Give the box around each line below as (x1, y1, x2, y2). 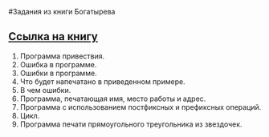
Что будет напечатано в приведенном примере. (19, 76, 186, 87)
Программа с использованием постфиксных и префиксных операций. (19, 102, 262, 111)
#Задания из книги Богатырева (8, 7, 116, 16)
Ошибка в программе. (19, 59, 97, 69)
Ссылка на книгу (8, 30, 98, 43)
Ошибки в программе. (19, 68, 98, 78)
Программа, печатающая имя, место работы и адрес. (19, 94, 206, 103)
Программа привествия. (19, 51, 105, 61)
